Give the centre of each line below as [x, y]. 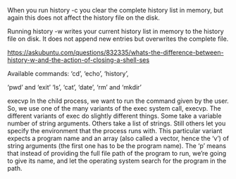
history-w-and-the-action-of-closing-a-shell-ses [79, 60]
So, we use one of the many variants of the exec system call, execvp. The [114, 108]
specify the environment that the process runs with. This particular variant [115, 131]
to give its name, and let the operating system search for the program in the [117, 161]
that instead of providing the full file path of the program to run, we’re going [117, 153]
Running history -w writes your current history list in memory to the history [116, 31]
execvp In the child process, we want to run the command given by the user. [118, 101]
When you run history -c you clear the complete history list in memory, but [115, 10]
